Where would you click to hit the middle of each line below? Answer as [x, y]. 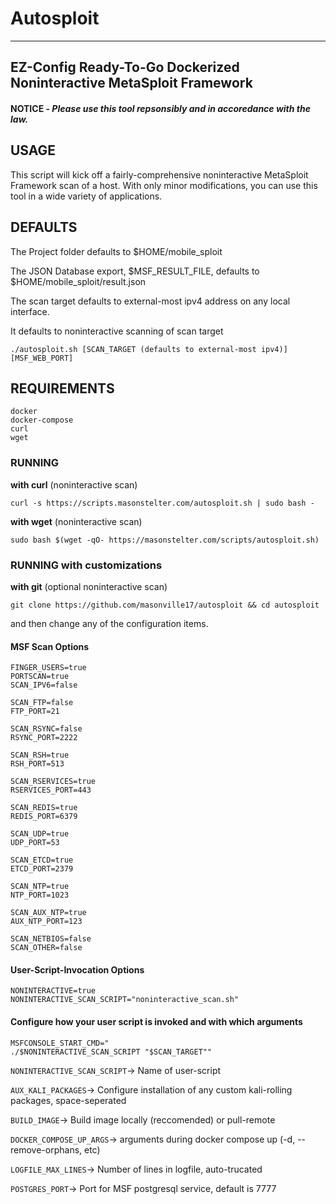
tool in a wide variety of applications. [86, 196]
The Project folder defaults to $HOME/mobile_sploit [116, 251]
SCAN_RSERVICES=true [53, 782]
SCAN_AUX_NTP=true [48, 913]
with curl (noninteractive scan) [74, 484]
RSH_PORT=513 [37, 764]
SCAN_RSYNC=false [46, 729]
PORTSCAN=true [40, 677]
